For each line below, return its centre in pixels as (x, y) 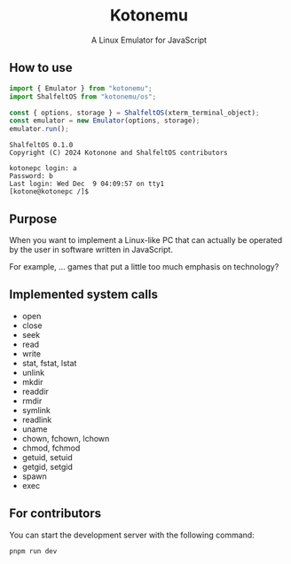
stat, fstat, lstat (49, 363)
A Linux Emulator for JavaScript (149, 40)
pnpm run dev (33, 551)
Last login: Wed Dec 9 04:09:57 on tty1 (87, 184)
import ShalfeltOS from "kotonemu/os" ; (83, 97)
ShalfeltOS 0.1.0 (41, 145)
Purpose (33, 219)
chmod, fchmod (51, 448)
